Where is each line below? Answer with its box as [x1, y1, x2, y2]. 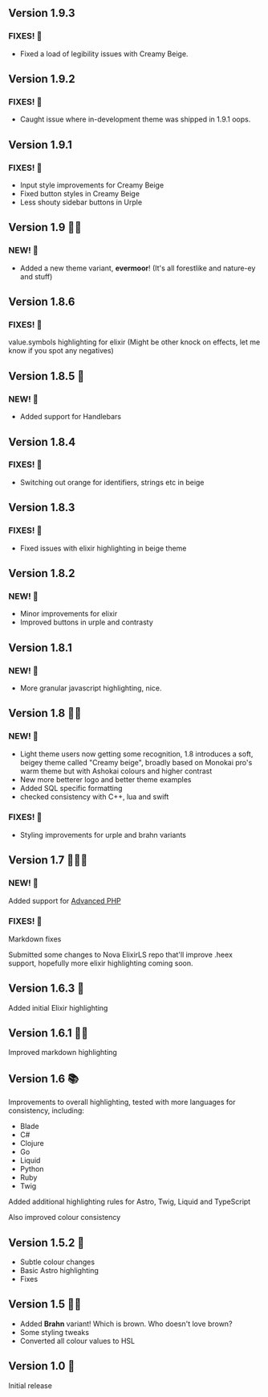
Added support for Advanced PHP [8, 896, 122, 905]
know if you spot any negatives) [8, 346, 114, 356]
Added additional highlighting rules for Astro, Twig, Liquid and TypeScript [8, 1197, 251, 1206]
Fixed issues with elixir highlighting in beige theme [19, 543, 187, 553]
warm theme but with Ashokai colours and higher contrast [19, 766, 213, 776]
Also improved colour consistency [8, 1213, 121, 1222]
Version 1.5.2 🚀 [8, 1235, 85, 1250]
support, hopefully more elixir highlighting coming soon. [8, 958, 194, 968]
